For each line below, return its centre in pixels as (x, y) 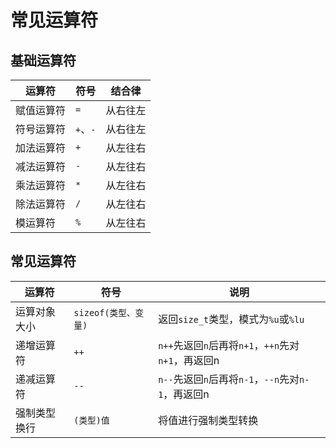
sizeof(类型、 (104, 312)
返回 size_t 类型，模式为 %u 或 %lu (231, 319)
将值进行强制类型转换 (208, 420)
